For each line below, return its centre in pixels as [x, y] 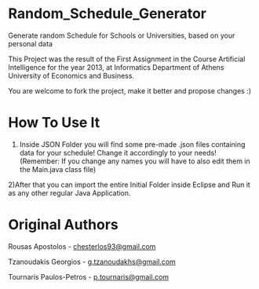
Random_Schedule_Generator [107, 14]
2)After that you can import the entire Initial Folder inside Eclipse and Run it [129, 185]
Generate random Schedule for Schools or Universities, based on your [122, 35]
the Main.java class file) [58, 169]
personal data [31, 43]
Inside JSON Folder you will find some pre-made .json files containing [132, 144]
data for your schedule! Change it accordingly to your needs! [118, 152]
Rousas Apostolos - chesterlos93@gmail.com [82, 246]
